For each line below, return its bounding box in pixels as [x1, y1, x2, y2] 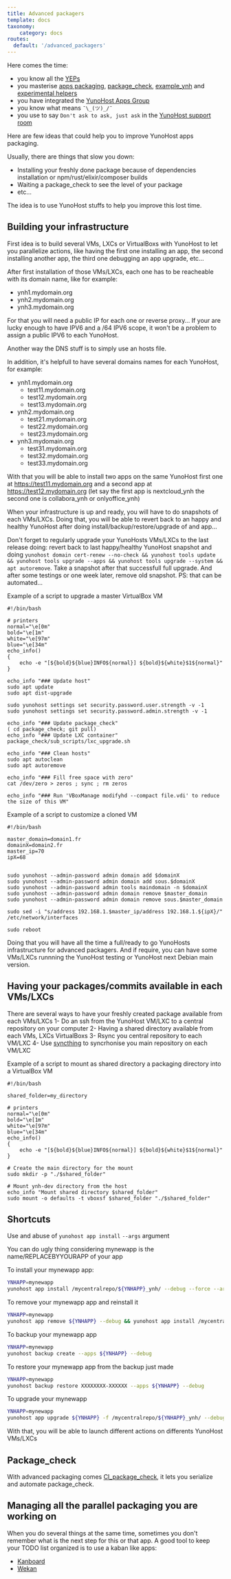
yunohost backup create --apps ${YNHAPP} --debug [7, 1350, 153, 1357]
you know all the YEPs [16, 75, 80, 83]
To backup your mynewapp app [7, 1330, 98, 1338]
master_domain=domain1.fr [7, 835, 81, 842]
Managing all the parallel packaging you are [7, 1500, 198, 1511]
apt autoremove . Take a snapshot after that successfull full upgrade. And [7, 564, 212, 572]
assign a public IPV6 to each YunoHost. [7, 330, 119, 339]
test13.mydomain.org [27, 400, 87, 408]
